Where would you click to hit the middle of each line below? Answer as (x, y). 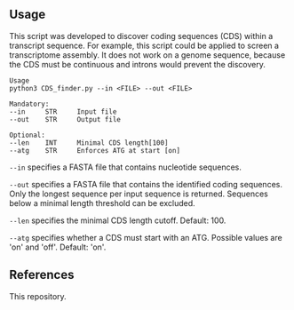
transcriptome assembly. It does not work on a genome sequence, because (147, 55)
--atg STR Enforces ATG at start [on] (95, 150)
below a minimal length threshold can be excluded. (102, 203)
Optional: (28, 135)
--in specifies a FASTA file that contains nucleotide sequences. (125, 167)
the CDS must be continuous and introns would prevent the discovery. (138, 64)
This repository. (38, 296)
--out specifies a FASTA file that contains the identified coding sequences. (146, 184)
